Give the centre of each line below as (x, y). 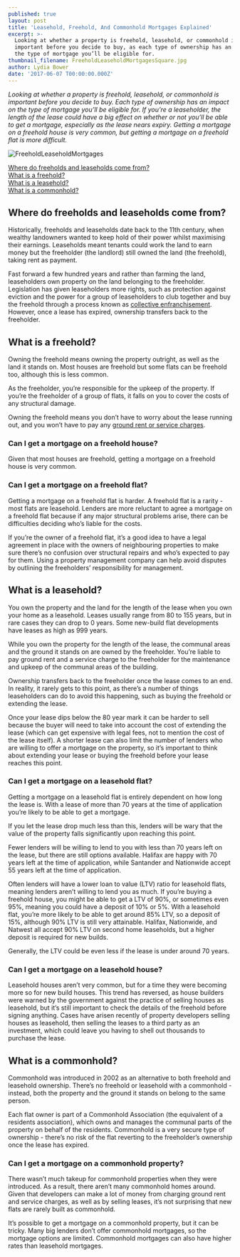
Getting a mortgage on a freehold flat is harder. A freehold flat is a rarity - (116, 500)
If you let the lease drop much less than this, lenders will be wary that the (115, 825)
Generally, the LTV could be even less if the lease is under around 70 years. (119, 950)
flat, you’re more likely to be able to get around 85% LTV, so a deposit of (114, 914)
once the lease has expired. (49, 1145)
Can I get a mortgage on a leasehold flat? (80, 781)
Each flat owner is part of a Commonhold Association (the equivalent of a (116, 1114)
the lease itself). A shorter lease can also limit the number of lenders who (115, 740)
